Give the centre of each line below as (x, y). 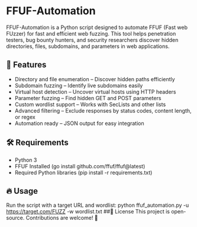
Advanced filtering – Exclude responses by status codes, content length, (103, 110)
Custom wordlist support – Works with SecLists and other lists (90, 104)
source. (15, 218)
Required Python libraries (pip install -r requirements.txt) (83, 172)
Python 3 (26, 160)
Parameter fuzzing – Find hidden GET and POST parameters (88, 98)
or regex (25, 117)
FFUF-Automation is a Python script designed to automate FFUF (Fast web (97, 27)
